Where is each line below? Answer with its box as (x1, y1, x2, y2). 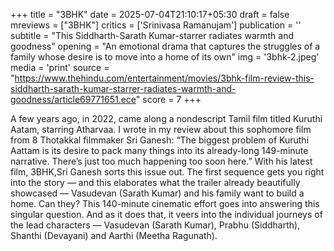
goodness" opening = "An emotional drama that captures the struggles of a (10, 40, 321, 52)
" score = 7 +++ (135, 94, 202, 105)
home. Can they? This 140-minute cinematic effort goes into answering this (10, 198, 320, 209)
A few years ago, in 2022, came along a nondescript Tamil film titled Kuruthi (10, 113, 323, 124)
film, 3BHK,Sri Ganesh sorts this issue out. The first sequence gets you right (10, 166, 325, 178)
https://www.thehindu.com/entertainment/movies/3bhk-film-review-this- (14, 72, 315, 84)
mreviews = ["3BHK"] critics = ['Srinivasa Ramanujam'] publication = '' (10, 19, 302, 31)
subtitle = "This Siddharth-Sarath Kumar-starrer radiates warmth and (10, 30, 295, 41)
